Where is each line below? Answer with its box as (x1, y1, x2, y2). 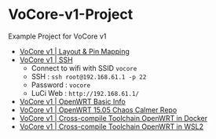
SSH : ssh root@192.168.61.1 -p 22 (31, 71, 147, 81)
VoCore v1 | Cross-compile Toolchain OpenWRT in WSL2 (19, 122, 204, 131)
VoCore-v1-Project (8, 5, 134, 24)
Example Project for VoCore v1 (8, 31, 107, 41)
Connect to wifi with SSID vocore (31, 63, 137, 72)
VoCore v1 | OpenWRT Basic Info (19, 97, 126, 106)
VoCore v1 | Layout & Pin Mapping (19, 46, 130, 56)
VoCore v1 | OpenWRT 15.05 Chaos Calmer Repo (19, 104, 178, 115)
